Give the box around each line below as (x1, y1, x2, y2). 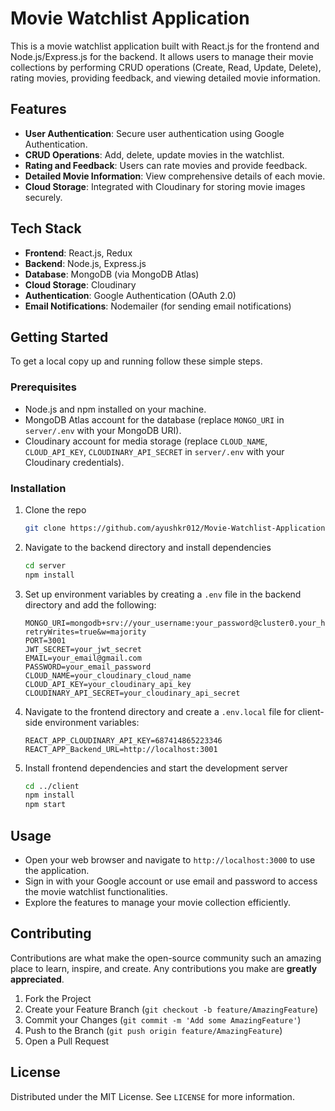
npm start (24, 800, 67, 810)
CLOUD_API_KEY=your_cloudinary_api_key (24, 679, 192, 689)
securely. (24, 191, 63, 203)
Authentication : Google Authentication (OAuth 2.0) (24, 289, 237, 301)
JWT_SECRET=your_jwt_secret (24, 644, 142, 654)
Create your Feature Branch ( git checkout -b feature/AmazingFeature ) (24, 1003, 319, 1015)
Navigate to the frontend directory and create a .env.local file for (24, 705, 296, 717)
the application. (24, 865, 90, 877)
